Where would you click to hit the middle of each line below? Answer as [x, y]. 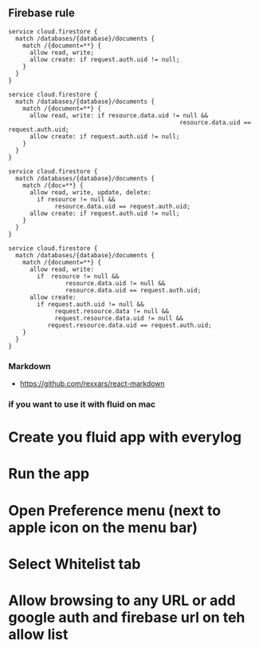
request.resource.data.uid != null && [119, 318]
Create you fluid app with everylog [125, 437]
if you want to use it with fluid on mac [82, 404]
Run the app [49, 474]
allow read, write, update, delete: [90, 192]
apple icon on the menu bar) [103, 527]
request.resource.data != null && [112, 311]
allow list [38, 634]
